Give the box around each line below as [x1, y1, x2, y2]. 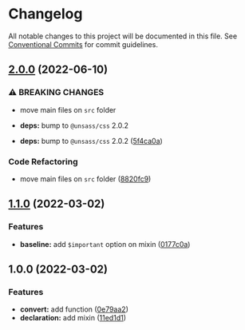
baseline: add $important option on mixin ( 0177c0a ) [19, 239, 191, 248]
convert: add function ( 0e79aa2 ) [19, 304, 129, 314]
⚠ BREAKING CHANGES [8, 87, 105, 98]
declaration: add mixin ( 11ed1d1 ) [19, 313, 126, 323]
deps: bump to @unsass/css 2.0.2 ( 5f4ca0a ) [19, 136, 164, 145]
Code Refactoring [8, 156, 78, 167]
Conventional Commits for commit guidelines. [8, 39, 158, 49]
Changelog [8, 5, 83, 23]
